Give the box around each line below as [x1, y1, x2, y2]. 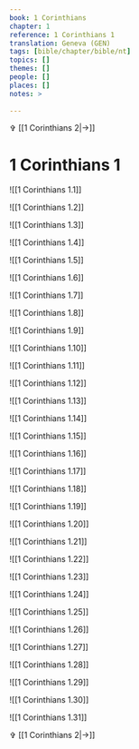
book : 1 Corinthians [9, 13, 88, 23]
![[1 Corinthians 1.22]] [9, 554, 89, 565]
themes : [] [9, 64, 51, 74]
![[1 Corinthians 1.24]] [9, 589, 89, 600]
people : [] [9, 73, 51, 82]
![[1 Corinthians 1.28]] [9, 659, 89, 670]
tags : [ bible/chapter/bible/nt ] [9, 47, 131, 56]
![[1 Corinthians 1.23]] [9, 571, 89, 582]
